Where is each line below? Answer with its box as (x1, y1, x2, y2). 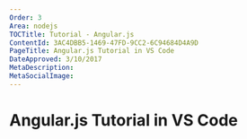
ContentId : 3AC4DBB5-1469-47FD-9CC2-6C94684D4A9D (9, 38, 199, 48)
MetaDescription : (9, 64, 75, 73)
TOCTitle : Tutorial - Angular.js (9, 30, 135, 39)
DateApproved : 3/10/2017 (9, 55, 102, 64)
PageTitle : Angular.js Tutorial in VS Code (9, 47, 175, 56)
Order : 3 (9, 13, 42, 22)
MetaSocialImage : (9, 72, 75, 81)
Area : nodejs (9, 22, 58, 30)
